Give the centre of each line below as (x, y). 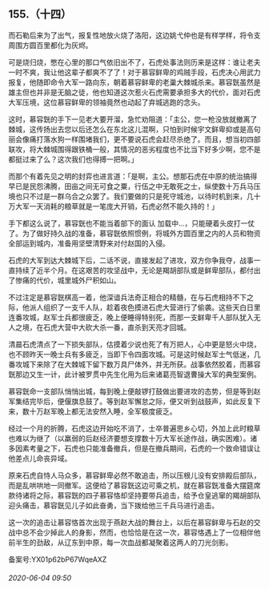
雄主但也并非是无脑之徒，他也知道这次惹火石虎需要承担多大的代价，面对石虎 (134, 92)
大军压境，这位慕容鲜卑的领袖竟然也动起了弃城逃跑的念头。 (106, 102)
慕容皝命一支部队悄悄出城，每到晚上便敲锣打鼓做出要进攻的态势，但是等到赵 (134, 391)
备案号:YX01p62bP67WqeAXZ (58, 559)
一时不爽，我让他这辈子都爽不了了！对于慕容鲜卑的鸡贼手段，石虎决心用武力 (134, 72)
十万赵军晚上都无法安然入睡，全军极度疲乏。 (103, 411)
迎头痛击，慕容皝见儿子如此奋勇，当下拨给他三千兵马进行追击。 (113, 505)
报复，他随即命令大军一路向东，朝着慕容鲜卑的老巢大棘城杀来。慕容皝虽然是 (134, 82)
